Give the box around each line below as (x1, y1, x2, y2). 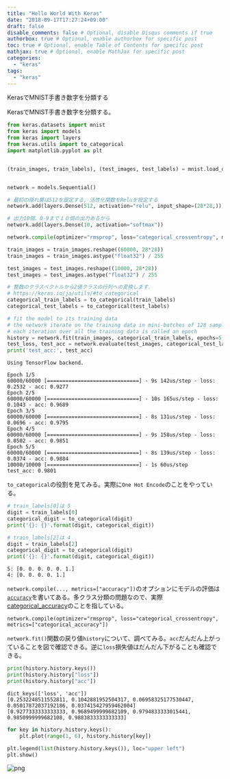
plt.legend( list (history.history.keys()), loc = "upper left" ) (7, 745, 186, 752)
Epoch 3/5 (7, 407, 36, 415)
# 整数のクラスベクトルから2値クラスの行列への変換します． (7, 284, 153, 291)
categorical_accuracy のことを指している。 (7, 601, 128, 610)
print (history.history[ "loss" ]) (7, 671, 99, 678)
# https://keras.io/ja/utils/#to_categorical (7, 290, 139, 297)
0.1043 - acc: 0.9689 (7, 402, 69, 409)
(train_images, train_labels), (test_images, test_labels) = (7, 165, 186, 172)
